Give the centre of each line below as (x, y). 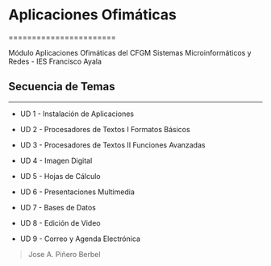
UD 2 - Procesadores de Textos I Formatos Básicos (105, 129)
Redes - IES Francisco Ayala (55, 61)
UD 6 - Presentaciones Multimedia (77, 192)
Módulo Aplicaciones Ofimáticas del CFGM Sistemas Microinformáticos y (130, 52)
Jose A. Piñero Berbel (64, 254)
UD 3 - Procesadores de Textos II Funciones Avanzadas (113, 145)
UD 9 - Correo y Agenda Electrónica (80, 239)
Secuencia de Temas (62, 87)
